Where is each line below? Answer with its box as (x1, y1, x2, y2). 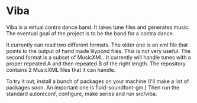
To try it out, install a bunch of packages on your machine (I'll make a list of (6, 78, 189, 85)
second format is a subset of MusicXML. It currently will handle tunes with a (6, 54, 191, 61)
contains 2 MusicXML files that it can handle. (6, 66, 116, 73)
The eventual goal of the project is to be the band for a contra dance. (6, 29, 175, 36)
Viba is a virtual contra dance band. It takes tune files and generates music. (6, 24, 190, 31)
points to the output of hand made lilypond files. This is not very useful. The (6, 47, 191, 54)
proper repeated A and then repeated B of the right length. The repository (6, 60, 186, 67)
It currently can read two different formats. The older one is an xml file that (6, 41, 188, 48)
